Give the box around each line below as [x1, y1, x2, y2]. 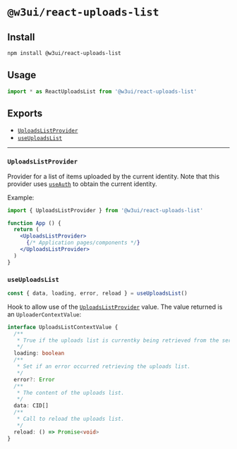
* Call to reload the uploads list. [16, 415, 125, 423]
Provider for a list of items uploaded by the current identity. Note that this [7, 172, 220, 180]
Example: [7, 193, 35, 202]
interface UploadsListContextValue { [7, 324, 119, 331]
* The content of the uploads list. [16, 389, 125, 396]
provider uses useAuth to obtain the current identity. [7, 179, 157, 188]
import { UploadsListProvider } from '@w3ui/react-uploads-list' [7, 207, 203, 214]
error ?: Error [13, 376, 55, 383]
